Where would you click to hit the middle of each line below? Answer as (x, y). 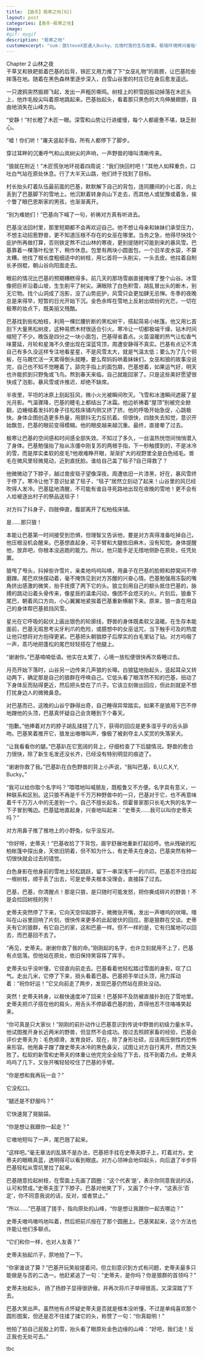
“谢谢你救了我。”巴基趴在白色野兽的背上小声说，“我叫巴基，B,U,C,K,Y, (93, 767)
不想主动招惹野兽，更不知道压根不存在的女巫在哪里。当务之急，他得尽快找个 (101, 235)
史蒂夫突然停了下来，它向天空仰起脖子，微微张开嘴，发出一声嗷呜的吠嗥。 (99, 912)
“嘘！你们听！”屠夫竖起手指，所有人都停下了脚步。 (69, 140)
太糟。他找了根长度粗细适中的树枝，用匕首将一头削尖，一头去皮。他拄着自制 (101, 258)
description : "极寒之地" (36, 40)
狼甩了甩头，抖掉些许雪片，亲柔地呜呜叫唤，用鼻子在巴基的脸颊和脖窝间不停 (101, 570)
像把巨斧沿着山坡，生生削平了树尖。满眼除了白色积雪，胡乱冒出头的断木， (99, 285)
